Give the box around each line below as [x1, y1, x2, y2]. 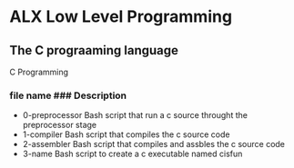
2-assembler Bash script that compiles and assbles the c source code [22, 139, 285, 150]
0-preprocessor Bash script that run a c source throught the [22, 110, 248, 121]
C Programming [9, 66, 69, 77]
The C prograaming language [9, 43, 179, 58]
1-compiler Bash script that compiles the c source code [22, 129, 230, 140]
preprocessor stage [22, 120, 97, 131]
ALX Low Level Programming [9, 6, 233, 27]
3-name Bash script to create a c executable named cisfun [22, 148, 243, 160]
